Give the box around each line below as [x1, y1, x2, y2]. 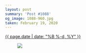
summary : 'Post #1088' [5, 12, 51, 16]
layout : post [5, 7, 32, 12]
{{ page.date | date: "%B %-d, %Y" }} [5, 34, 81, 40]
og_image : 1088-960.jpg [5, 16, 54, 21]
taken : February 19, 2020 [5, 20, 58, 26]
